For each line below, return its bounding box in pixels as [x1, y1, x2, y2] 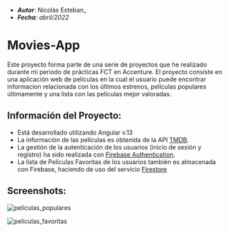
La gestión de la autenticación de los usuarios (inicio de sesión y [17, 143, 202, 151]
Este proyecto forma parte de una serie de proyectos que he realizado [7, 60, 208, 69]
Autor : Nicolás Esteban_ [17, 6, 86, 14]
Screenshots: [7, 185, 67, 197]
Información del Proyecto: [7, 110, 122, 122]
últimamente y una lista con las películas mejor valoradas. [7, 89, 172, 98]
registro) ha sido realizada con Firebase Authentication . [17, 150, 176, 159]
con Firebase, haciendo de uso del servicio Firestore [17, 165, 167, 173]
